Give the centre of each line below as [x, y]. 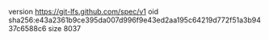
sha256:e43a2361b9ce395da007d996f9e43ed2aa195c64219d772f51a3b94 [134, 20]
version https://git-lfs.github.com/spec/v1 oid [84, 12]
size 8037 [65, 28]
